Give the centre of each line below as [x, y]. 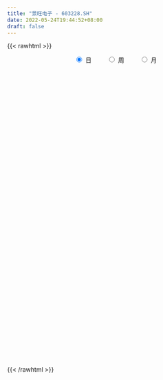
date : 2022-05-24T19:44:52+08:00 [55, 20]
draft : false [26, 26]
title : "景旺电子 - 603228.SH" [50, 13]
